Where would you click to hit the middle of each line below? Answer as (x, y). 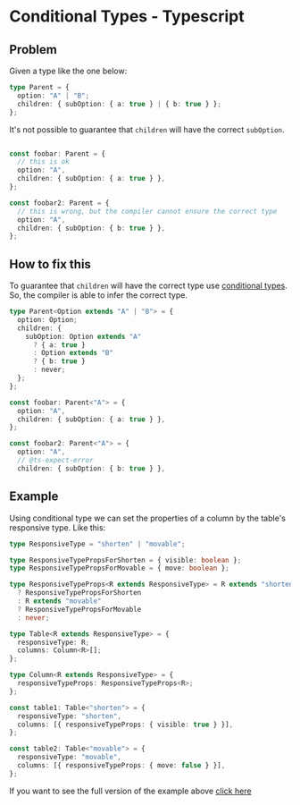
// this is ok (43, 162)
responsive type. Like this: (58, 527)
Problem (33, 50)
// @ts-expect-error (55, 461)
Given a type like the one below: (68, 71)
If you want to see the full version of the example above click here (130, 791)
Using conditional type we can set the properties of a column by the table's (147, 518)
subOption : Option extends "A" (83, 336)
